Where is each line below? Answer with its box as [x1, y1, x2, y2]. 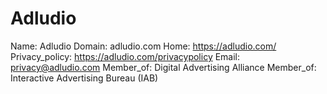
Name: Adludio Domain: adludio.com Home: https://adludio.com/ [10, 40, 277, 52]
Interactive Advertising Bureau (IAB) [10, 72, 159, 84]
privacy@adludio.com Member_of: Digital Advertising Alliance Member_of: [10, 61, 317, 73]
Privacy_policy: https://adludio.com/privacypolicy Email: [10, 50, 241, 62]
